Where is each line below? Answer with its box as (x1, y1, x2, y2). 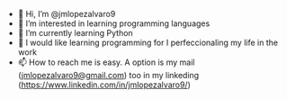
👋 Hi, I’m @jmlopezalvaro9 (17, 9, 116, 19)
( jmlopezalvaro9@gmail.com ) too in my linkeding (17, 70, 200, 80)
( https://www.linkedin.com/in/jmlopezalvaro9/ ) (17, 79, 192, 90)
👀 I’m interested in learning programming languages (17, 18, 211, 29)
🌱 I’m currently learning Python (17, 28, 133, 38)
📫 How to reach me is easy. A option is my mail (17, 57, 195, 67)
